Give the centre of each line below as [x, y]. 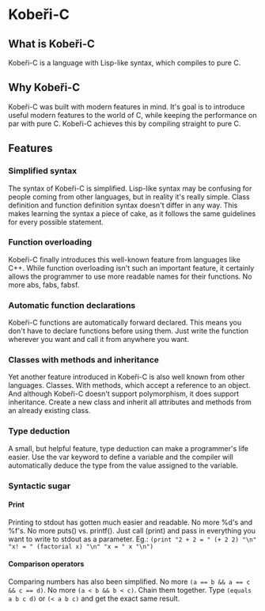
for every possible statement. [56, 222]
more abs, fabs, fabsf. [44, 285]
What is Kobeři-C [51, 44]
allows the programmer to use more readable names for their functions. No [130, 276]
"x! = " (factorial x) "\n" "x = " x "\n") [81, 546]
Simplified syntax [43, 171]
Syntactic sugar [40, 486]
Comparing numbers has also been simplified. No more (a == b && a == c [129, 582]
